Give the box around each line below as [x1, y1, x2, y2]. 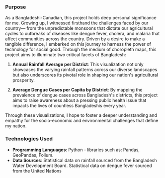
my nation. [5, 123, 27, 129]
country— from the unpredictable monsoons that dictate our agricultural [5, 25, 153, 31]
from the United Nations [12, 168, 62, 174]
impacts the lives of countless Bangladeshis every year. [12, 103, 127, 109]
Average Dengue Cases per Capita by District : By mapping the [12, 87, 143, 93]
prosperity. [12, 77, 35, 83]
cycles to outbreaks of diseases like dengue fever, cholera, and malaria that [5, 31, 160, 37]
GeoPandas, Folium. [12, 152, 54, 158]
